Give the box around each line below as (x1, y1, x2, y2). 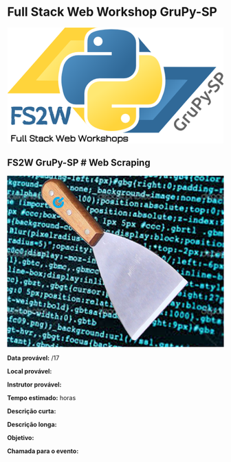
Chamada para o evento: (7, 447, 79, 455)
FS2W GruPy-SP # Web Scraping (7, 157, 151, 169)
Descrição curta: (7, 406, 56, 415)
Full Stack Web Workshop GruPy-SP (7, 4, 218, 20)
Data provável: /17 (7, 354, 60, 362)
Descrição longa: (7, 420, 57, 428)
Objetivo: (7, 433, 34, 441)
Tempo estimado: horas (7, 393, 76, 402)
